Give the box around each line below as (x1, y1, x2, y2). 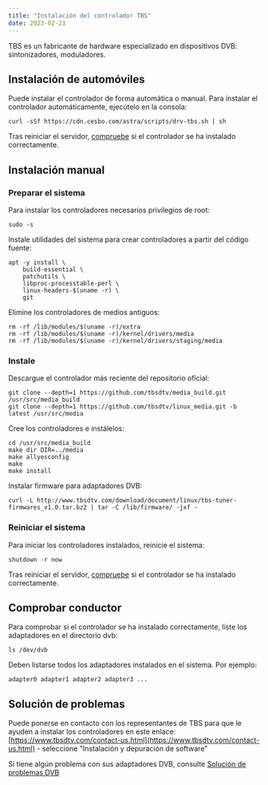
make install (8, 467, 52, 475)
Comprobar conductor (8, 601, 122, 614)
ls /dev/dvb (8, 646, 48, 654)
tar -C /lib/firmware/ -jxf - (97, 503, 198, 511)
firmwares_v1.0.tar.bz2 (8, 503, 88, 511)
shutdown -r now (8, 555, 62, 563)
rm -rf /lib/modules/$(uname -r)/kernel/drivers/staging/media (8, 337, 223, 345)
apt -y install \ (8, 258, 66, 266)
